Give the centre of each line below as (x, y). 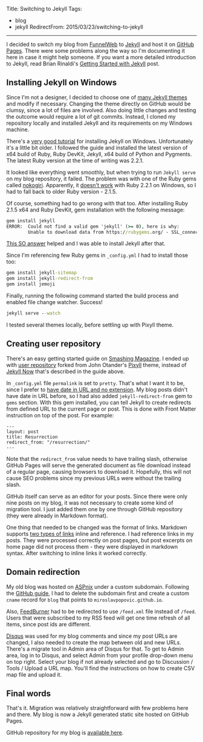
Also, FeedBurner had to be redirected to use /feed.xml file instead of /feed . (101, 611)
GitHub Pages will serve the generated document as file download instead (98, 465)
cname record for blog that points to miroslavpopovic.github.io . (85, 600)
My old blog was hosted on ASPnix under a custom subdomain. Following (98, 586)
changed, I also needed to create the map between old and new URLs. (94, 642)
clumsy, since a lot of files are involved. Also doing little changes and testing (101, 110)
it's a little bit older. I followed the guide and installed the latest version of (97, 147)
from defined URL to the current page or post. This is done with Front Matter (101, 409)
